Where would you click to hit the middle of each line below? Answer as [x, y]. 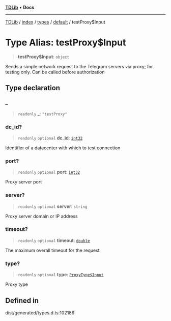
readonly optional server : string [52, 206]
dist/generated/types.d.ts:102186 [40, 312]
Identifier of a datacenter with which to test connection [63, 148]
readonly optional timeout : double [54, 240]
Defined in [22, 300]
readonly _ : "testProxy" [42, 114]
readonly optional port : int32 [49, 172]
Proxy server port [24, 182]
